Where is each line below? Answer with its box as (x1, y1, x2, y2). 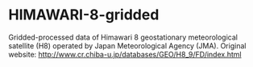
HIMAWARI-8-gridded (8, 6, 160, 24)
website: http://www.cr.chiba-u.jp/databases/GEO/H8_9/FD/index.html (8, 49, 242, 59)
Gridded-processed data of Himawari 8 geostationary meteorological (8, 32, 238, 42)
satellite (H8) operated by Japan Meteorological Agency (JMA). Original (8, 40, 247, 50)
